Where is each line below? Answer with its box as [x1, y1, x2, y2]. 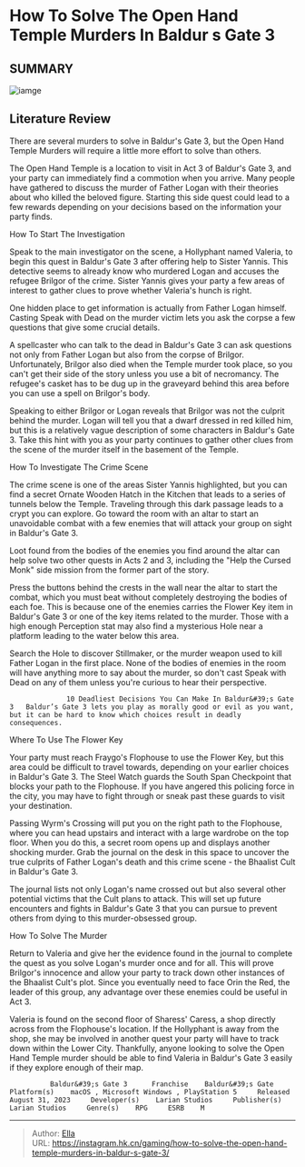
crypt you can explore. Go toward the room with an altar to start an [9, 508, 259, 519]
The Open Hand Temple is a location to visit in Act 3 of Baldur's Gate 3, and [9, 163, 292, 174]
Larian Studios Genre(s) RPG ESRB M [9, 1103, 205, 1112]
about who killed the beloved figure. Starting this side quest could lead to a [9, 192, 290, 203]
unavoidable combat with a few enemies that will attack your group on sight [9, 517, 292, 528]
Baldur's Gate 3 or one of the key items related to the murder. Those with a [9, 611, 289, 622]
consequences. [9, 718, 64, 727]
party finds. [9, 211, 53, 222]
